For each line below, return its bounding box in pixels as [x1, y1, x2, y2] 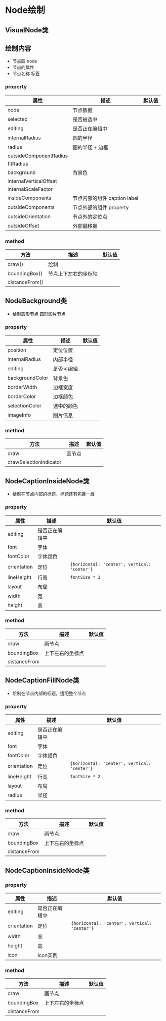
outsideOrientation [7, 213, 51, 220]
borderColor [7, 393, 36, 400]
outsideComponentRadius [7, 152, 68, 159]
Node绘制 [5, 4, 45, 16]
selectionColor [7, 402, 42, 409]
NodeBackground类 [5, 297, 67, 305]
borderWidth [7, 384, 37, 391]
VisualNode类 [5, 26, 48, 34]
